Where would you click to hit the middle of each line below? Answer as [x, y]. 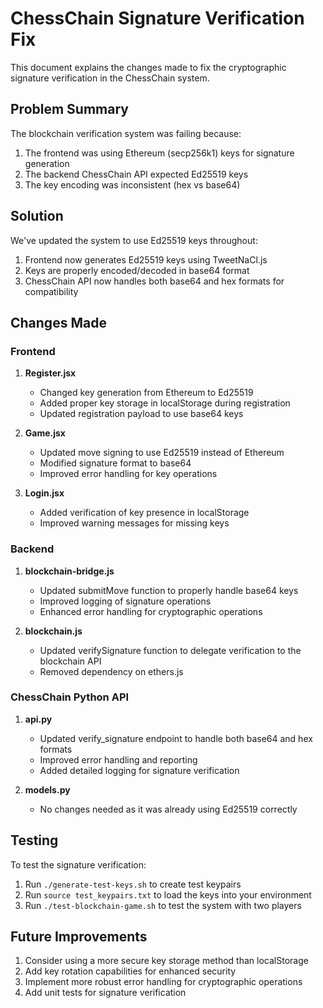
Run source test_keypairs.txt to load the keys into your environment [168, 894]
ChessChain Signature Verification [157, 18]
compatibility [51, 291]
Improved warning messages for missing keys [134, 523]
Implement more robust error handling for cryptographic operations [163, 982]
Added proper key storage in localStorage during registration [165, 403]
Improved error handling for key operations [128, 474]
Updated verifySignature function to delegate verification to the [170, 650]
